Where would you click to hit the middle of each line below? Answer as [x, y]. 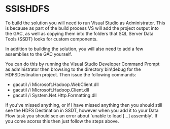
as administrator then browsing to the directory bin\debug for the [73, 69]
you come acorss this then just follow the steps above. [62, 121]
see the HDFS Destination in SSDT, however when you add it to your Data [82, 110]
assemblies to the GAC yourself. [39, 54]
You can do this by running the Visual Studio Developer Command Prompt [82, 64]
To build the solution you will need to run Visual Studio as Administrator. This [85, 23]
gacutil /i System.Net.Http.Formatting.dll [55, 95]
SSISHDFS [27, 9]
